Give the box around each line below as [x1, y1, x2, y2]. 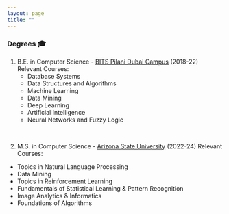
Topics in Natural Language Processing [16, 162, 128, 171]
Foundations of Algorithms [16, 199, 93, 207]
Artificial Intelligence [27, 108, 86, 116]
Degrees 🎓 [7, 39, 47, 49]
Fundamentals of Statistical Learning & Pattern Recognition [16, 184, 184, 192]
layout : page [7, 10, 45, 17]
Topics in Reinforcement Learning [16, 177, 113, 185]
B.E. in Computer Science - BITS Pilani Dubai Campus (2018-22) [16, 57, 199, 66]
